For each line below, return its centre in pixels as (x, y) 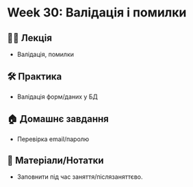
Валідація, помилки (45, 54)
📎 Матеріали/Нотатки (55, 161)
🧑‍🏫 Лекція (30, 38)
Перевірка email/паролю (53, 139)
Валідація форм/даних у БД (57, 97)
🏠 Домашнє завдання (58, 119)
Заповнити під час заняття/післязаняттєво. (80, 177)
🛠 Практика (35, 77)
